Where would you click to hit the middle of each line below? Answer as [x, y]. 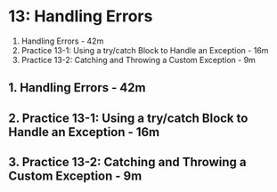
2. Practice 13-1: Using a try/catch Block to [128, 118]
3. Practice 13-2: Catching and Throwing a [127, 162]
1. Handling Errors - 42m [77, 88]
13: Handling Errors [81, 16]
